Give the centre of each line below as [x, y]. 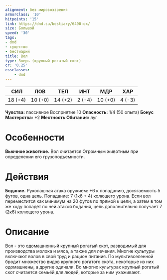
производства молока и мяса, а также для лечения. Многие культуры [80, 251]
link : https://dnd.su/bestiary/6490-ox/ [48, 24]
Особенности [35, 138]
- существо [16, 47]
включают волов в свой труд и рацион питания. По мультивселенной [79, 256]
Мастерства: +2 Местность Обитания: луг [51, 117]
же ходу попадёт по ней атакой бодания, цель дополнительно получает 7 [84, 206]
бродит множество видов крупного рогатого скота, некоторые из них [80, 262]
